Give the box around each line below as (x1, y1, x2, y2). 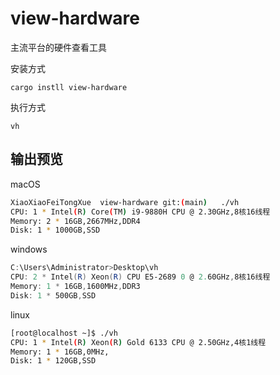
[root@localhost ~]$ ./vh (10, 328, 118, 338)
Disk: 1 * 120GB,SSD (10, 356, 97, 366)
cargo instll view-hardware (10, 82, 128, 92)
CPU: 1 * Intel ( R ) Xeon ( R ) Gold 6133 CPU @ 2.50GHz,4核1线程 (10, 337, 267, 347)
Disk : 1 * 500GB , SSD (10, 290, 97, 301)
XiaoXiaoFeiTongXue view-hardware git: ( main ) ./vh (10, 197, 240, 207)
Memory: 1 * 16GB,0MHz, (10, 347, 110, 357)
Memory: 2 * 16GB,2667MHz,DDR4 (10, 216, 141, 226)
